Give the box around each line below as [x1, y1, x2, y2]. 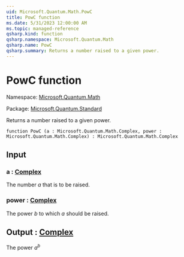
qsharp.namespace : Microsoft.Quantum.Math [6, 37, 114, 43]
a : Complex [6, 168, 42, 176]
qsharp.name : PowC [6, 43, 52, 49]
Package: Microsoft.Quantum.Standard [6, 105, 102, 112]
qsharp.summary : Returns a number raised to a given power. [6, 48, 160, 54]
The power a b [6, 243, 41, 252]
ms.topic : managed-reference [6, 25, 79, 32]
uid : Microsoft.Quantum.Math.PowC [6, 8, 93, 15]
